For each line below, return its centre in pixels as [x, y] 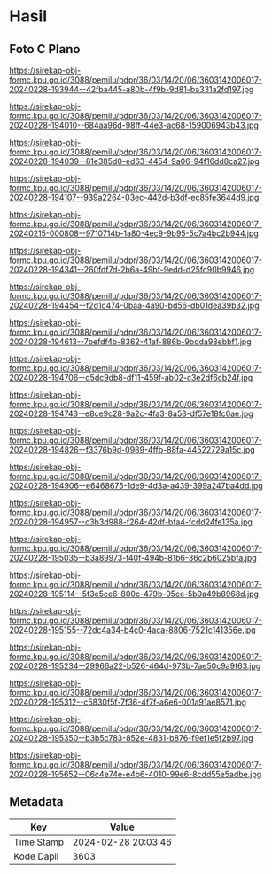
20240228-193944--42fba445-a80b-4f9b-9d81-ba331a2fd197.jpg [132, 89]
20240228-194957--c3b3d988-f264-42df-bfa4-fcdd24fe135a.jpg [131, 522]
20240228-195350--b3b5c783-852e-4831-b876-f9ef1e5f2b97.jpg [132, 738]
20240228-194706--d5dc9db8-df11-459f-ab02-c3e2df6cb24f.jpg [131, 378]
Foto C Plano [45, 49]
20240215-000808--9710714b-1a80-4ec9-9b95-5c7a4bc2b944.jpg [134, 233]
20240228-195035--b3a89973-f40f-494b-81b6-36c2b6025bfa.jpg [133, 558]
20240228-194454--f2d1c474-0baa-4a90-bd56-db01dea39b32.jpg [134, 305]
